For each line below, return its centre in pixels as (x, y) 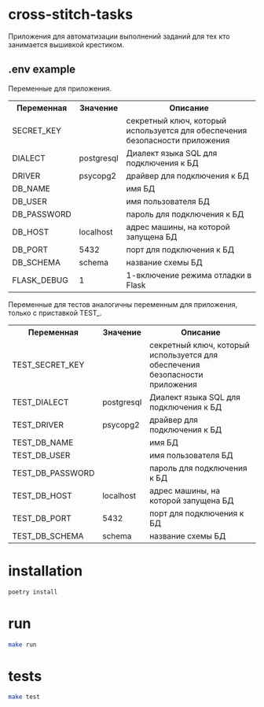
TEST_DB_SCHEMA (48, 535)
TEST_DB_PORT (42, 518)
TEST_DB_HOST (42, 495)
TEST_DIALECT (40, 402)
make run (22, 644)
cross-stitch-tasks (71, 15)
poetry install (33, 592)
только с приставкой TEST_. (55, 313)
